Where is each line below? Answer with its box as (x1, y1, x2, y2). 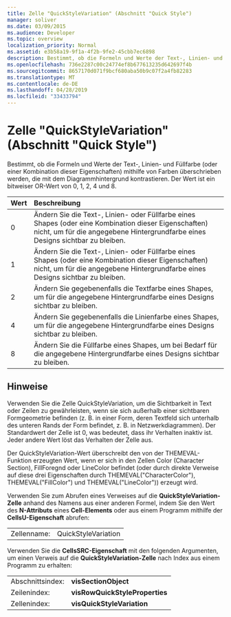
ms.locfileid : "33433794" (7, 93, 81, 100)
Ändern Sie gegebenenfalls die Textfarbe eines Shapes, (34, 283, 214, 293)
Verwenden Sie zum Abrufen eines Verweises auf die (7, 491, 158, 500)
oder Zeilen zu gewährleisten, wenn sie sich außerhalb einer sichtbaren (7, 406, 210, 414)
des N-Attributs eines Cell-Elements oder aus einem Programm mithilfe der (7, 506, 223, 514)
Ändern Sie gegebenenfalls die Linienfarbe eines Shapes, (34, 312, 219, 322)
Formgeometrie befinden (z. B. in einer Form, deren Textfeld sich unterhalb (7, 414, 219, 422)
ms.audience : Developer (7, 29, 76, 36)
